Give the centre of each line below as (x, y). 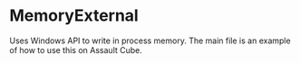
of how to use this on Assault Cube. (76, 49)
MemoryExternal (74, 16)
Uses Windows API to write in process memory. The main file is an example (150, 40)
